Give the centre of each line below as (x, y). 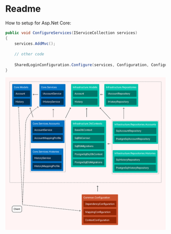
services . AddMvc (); (35, 44)
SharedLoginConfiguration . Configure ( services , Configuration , (82, 65)
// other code (29, 54)
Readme (23, 9)
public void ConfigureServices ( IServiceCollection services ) (72, 33)
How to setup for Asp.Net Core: (38, 23)
